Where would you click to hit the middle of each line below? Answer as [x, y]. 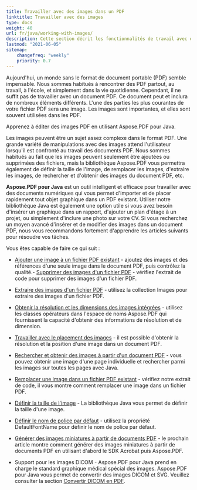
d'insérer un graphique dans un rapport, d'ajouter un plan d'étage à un [91, 212]
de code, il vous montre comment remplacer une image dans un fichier [100, 385]
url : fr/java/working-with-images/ [50, 34]
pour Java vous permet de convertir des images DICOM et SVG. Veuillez [102, 475]
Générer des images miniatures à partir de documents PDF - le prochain [101, 438]
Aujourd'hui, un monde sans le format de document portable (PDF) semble [96, 78]
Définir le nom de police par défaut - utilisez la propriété [82, 421]
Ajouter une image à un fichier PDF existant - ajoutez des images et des [101, 259]
